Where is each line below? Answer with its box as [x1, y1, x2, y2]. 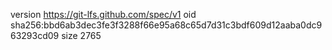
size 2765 [61, 30, 102, 41]
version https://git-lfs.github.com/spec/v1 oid [10, 9, 197, 20]
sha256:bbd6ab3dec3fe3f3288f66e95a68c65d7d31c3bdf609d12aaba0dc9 [10, 19, 323, 31]
